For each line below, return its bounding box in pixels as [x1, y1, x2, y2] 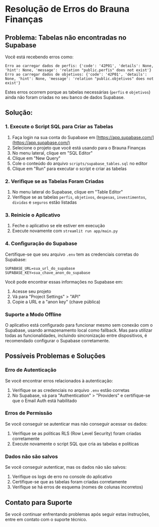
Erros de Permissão [5, 410, 53, 417]
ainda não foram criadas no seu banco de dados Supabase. [5, 95, 125, 100]
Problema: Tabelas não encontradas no [5, 33, 127, 42]
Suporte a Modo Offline [5, 311, 62, 318]
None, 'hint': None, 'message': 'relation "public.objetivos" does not [5, 76, 154, 81]
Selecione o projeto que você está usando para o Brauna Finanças [12, 144, 146, 150]
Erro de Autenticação [5, 366, 57, 373]
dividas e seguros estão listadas [12, 199, 77, 205]
